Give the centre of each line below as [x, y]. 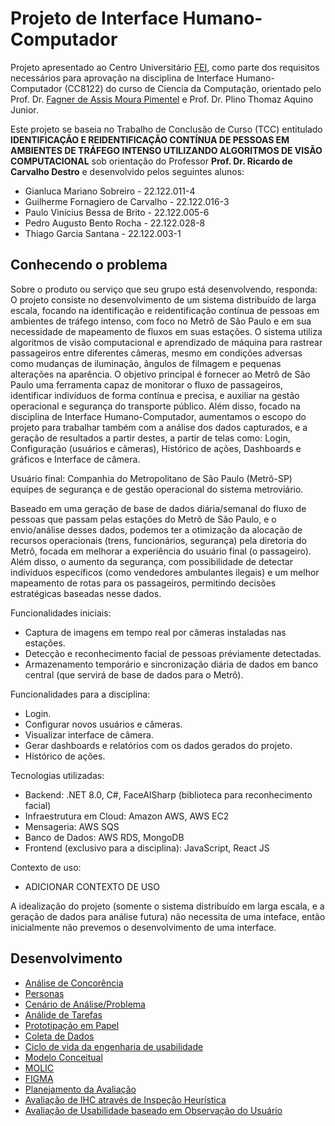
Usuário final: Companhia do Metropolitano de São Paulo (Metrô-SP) [151, 478]
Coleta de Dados [59, 1036]
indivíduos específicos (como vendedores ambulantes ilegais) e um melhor [165, 572]
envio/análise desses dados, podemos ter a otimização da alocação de [156, 529]
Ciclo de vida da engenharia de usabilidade [114, 1046]
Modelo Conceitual [63, 1057]
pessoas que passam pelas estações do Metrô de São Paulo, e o [143, 519]
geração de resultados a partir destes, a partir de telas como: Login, [150, 438]
